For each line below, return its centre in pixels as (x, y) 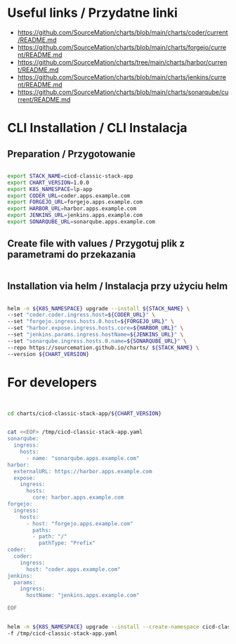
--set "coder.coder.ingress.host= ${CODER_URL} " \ (81, 315)
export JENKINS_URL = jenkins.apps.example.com (75, 216)
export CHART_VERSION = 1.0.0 (48, 183)
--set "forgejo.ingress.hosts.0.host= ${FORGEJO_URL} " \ (91, 322)
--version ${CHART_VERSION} (48, 354)
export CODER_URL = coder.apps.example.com (69, 196)
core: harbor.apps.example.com (78, 498)
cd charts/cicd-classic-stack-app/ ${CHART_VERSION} (84, 413)
